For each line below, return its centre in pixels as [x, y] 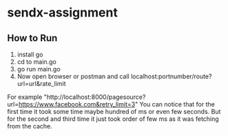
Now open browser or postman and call [73, 76]
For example [25, 97]
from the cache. [30, 126]
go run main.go [39, 69]
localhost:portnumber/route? [171, 76]
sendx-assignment [63, 13]
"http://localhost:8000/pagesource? [95, 97]
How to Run [32, 38]
